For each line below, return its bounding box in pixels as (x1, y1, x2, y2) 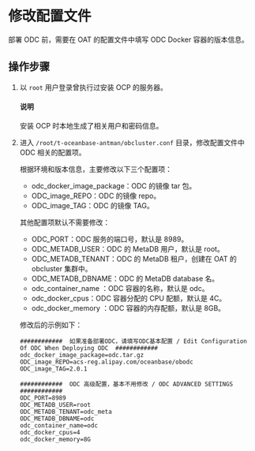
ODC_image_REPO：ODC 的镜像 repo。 (31, 191, 161, 200)
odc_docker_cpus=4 (19, 428, 81, 436)
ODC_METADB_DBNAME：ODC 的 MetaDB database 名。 (31, 274, 219, 283)
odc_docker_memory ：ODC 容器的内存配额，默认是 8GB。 (31, 303, 226, 312)
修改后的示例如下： (19, 320, 83, 330)
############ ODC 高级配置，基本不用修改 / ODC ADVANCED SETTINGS (19, 380, 234, 388)
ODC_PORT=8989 (19, 393, 66, 402)
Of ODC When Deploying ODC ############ (19, 344, 158, 352)
